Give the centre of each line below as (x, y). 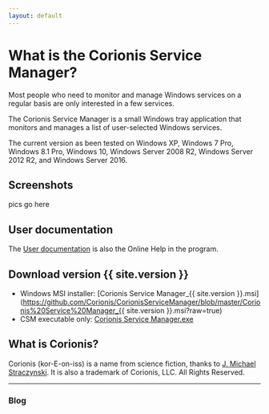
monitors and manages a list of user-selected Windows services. (115, 127)
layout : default (35, 16)
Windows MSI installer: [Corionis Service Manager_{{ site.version (127, 293)
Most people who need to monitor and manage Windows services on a (125, 95)
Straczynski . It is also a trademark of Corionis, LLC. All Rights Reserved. (127, 372)
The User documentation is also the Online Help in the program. (113, 249)
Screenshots (41, 185)
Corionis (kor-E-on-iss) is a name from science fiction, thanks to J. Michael (132, 363)
